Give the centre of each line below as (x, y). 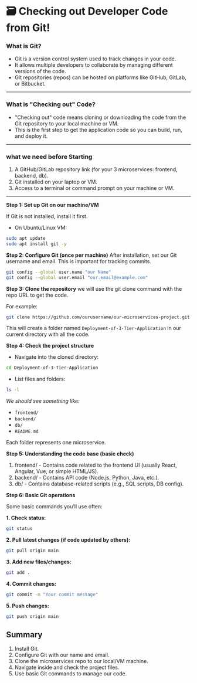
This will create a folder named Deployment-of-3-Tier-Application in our (94, 328)
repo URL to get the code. (37, 295)
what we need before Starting (49, 157)
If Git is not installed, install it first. (47, 216)
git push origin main (33, 616)
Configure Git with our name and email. (62, 655)
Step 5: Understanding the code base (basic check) (70, 454)
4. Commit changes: (31, 583)
